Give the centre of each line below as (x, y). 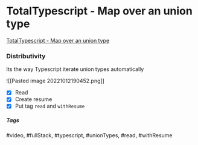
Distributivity (26, 56)
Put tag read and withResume (50, 106)
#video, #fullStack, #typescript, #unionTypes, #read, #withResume (89, 135)
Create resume (34, 99)
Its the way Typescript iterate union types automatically (75, 69)
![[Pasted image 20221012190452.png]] (55, 81)
